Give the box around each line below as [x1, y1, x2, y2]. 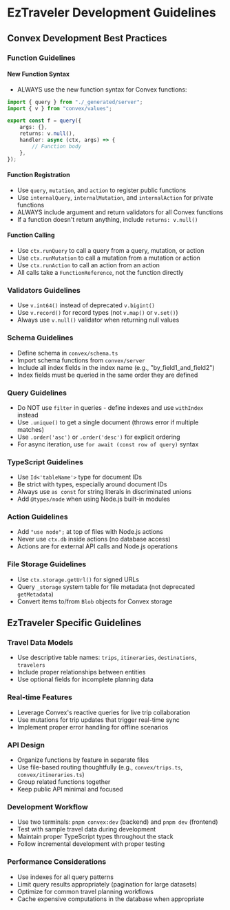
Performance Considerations [7, 857, 107, 867]
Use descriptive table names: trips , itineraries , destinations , [17, 653, 197, 662]
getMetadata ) [17, 590, 54, 598]
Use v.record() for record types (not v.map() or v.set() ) [17, 309, 178, 317]
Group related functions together [17, 778, 111, 786]
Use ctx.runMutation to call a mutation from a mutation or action [17, 254, 201, 262]
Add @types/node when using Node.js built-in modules [17, 495, 171, 504]
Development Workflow [7, 802, 88, 811]
